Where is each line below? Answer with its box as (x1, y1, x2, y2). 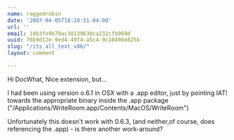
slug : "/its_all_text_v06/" (7, 43, 90, 50)
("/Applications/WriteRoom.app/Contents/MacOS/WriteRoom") (7, 103, 189, 112)
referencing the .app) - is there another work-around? (7, 125, 164, 133)
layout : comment (7, 50, 55, 57)
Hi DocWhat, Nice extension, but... (7, 75, 107, 83)
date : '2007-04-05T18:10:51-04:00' (7, 17, 112, 24)
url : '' (7, 23, 30, 30)
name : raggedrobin (7, 10, 61, 18)
